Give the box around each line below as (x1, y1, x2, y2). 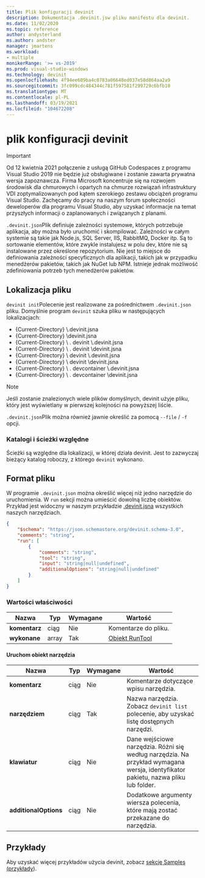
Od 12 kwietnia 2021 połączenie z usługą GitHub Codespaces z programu (6, 164, 191, 171)
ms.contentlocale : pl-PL (6, 94, 70, 100)
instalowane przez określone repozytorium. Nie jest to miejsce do (6, 247, 171, 255)
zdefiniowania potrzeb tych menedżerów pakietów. (6, 267, 135, 274)
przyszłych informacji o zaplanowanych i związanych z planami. (6, 209, 167, 217)
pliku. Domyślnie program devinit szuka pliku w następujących (6, 307, 165, 315)
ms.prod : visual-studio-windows (6, 65, 88, 72)
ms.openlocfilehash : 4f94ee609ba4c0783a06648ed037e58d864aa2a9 (6, 77, 171, 83)
